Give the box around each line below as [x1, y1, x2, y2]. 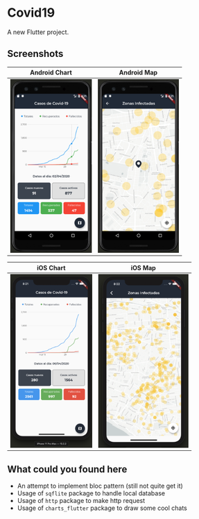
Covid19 [7, 5, 55, 21]
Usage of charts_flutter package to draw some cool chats [17, 504, 187, 512]
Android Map [119, 68, 158, 77]
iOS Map [130, 263, 156, 272]
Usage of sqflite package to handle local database [17, 489, 165, 497]
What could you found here [7, 463, 128, 475]
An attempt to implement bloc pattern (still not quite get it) [17, 481, 184, 491]
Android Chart [30, 68, 73, 77]
